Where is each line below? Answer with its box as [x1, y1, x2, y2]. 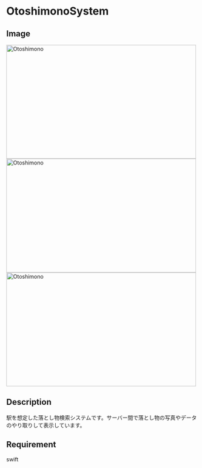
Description [6, 397, 52, 407]
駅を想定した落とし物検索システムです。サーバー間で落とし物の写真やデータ [6, 414, 197, 421]
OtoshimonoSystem [6, 4, 109, 18]
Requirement [6, 439, 56, 450]
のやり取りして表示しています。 [6, 421, 86, 429]
